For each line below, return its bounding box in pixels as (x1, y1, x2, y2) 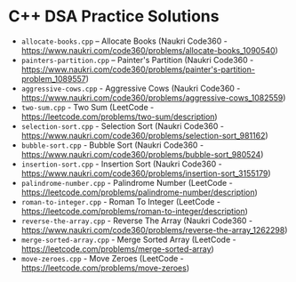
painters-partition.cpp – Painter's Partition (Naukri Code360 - (20, 54, 254, 65)
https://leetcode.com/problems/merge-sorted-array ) (20, 243, 214, 254)
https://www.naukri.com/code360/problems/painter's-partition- (20, 64, 255, 75)
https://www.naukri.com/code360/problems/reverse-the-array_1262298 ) (20, 224, 288, 235)
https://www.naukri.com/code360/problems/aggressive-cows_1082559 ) (20, 92, 286, 103)
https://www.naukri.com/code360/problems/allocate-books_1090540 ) (20, 44, 279, 55)
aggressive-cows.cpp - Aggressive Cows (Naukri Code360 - (20, 83, 241, 93)
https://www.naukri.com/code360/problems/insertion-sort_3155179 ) (20, 167, 272, 179)
